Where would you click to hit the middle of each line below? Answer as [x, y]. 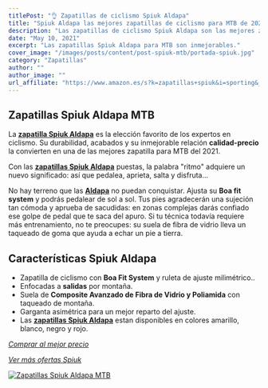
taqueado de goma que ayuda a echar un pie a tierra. [96, 234]
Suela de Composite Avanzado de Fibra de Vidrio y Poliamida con [130, 295]
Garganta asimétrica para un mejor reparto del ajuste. [108, 312]
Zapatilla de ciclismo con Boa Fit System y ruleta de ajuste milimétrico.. [137, 278]
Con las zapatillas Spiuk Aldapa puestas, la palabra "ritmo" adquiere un [127, 167]
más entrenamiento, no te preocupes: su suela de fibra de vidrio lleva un [127, 225]
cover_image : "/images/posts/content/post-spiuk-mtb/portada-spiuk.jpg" [132, 53]
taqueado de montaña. [57, 303]
